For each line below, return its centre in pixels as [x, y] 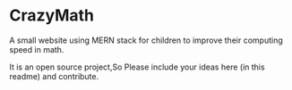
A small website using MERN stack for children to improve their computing [146, 40]
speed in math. [37, 49]
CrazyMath [52, 16]
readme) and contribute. [54, 76]
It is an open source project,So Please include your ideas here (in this [137, 67]
